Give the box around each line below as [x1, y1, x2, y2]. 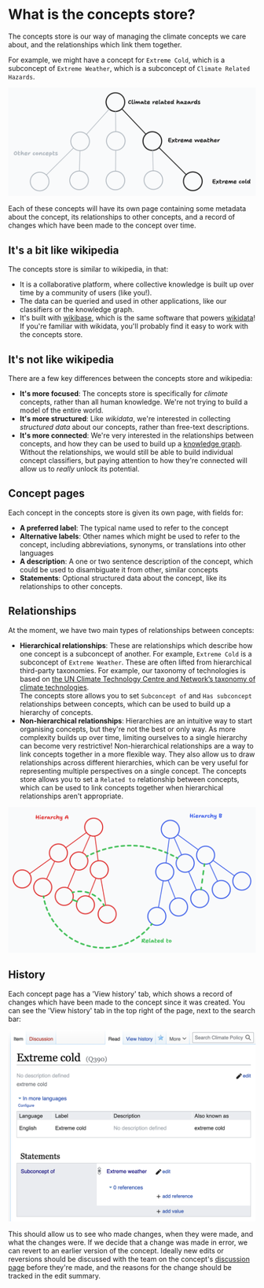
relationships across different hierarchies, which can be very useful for [19, 757, 249, 767]
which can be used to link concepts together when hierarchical [19, 783, 224, 792]
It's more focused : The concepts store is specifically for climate [19, 389, 228, 398]
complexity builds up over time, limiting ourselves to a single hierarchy [19, 732, 247, 742]
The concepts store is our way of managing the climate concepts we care [8, 31, 247, 41]
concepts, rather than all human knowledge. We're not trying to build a [19, 398, 248, 407]
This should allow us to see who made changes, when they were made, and [8, 1230, 254, 1239]
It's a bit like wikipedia [8, 243, 119, 257]
